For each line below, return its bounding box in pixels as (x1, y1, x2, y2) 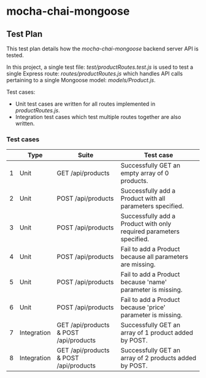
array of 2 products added (120, 354, 197, 363)
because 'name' (120, 278, 167, 287)
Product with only (120, 220, 172, 228)
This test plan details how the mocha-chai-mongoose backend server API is (6, 45, 199, 52)
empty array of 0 (120, 169, 169, 177)
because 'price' (120, 303, 166, 312)
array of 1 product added (120, 328, 193, 337)
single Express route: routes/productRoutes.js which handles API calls (6, 70, 183, 77)
